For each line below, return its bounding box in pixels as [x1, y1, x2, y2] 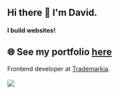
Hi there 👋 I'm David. [7, 7, 97, 19]
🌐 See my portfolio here [7, 46, 113, 58]
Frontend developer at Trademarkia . [7, 64, 110, 73]
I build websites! [7, 26, 56, 35]
